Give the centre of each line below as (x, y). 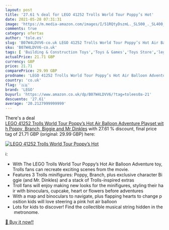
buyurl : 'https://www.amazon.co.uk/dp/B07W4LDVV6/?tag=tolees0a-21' (78, 94)
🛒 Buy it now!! (20, 222)
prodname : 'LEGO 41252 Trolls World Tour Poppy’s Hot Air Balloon (76, 76)
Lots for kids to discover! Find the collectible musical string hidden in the (88, 207)
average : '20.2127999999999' (36, 104)
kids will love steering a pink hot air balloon (72, 202)
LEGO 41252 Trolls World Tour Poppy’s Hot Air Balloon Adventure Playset (81, 124)
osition (19, 202)
